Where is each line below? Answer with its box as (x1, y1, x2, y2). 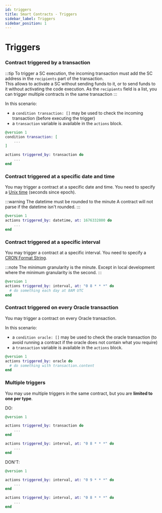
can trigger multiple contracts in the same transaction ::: (5, 91, 118, 97)
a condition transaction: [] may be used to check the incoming (12, 110, 144, 116)
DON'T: (5, 459, 20, 465)
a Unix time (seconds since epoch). (5, 189, 76, 195)
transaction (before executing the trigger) (12, 115, 96, 121)
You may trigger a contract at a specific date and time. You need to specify (5, 184, 156, 190)
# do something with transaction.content (9, 363, 95, 368)
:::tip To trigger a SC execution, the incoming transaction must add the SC (5, 70, 153, 76)
